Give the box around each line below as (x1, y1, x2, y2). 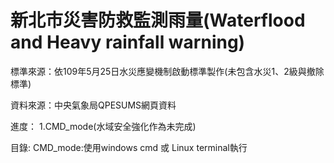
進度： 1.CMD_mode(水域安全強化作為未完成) (10, 120, 197, 132)
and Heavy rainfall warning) (10, 31, 246, 54)
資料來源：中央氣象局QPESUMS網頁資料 (10, 99, 177, 111)
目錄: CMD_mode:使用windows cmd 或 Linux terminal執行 (10, 141, 248, 153)
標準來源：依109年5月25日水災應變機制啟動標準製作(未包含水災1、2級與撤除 (10, 65, 325, 77)
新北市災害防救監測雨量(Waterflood (10, 9, 306, 32)
